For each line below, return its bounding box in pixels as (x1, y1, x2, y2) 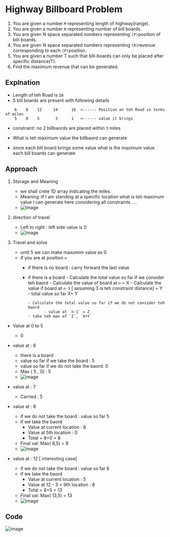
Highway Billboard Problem (5, 4, 123, 15)
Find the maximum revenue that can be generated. (12, 64, 119, 70)
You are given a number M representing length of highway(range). (12, 20, 150, 26)
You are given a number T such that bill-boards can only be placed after (12, 52, 164, 59)
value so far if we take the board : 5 (20, 357, 95, 364)
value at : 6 (12, 342, 37, 348)
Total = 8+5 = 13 (27, 487, 63, 493)
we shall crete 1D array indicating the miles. (20, 188, 111, 194)
